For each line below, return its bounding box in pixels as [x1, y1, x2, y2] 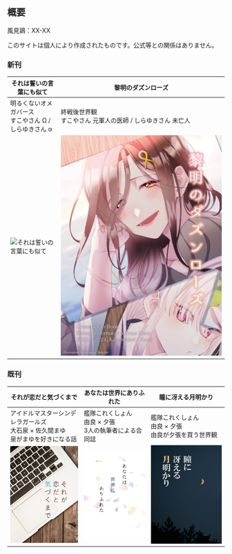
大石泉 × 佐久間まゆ [10, 426, 66, 434]
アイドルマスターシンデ [10, 409, 77, 417]
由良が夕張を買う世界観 [151, 430, 217, 438]
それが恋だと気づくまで [10, 393, 78, 401]
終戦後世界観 [61, 107, 98, 116]
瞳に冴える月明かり [158, 393, 214, 401]
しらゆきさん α [10, 124, 53, 133]
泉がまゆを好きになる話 [10, 434, 77, 443]
